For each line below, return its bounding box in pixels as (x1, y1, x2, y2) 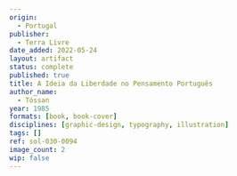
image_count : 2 (9, 145, 66, 154)
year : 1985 (9, 104, 50, 113)
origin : (9, 12, 38, 22)
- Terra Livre (17, 37, 69, 47)
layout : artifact (9, 54, 74, 63)
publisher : (9, 29, 50, 38)
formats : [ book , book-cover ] (9, 112, 118, 121)
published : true (9, 71, 69, 80)
